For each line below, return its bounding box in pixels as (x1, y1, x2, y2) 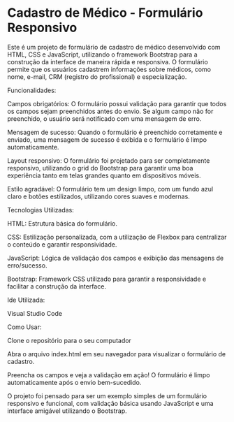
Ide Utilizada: (7, 296, 45, 304)
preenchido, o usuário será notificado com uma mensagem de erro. (7, 114, 202, 123)
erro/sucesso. (7, 261, 47, 270)
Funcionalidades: (7, 86, 57, 94)
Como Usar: (7, 323, 42, 331)
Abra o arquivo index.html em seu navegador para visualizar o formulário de (7, 349, 226, 358)
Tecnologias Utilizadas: (7, 205, 75, 214)
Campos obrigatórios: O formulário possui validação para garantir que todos (7, 99, 227, 108)
